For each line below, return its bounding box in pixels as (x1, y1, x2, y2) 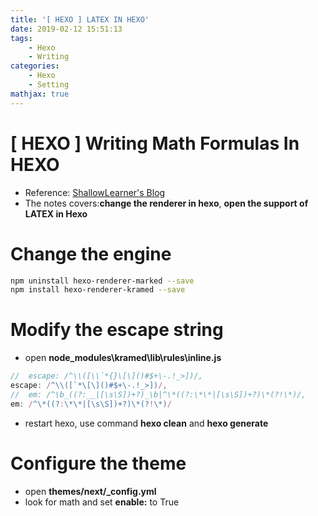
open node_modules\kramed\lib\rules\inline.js (24, 352, 222, 364)
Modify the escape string (10, 319, 224, 341)
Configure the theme (10, 452, 187, 475)
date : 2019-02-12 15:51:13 (10, 24, 123, 34)
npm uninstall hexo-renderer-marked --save (10, 276, 195, 286)
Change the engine (10, 242, 172, 265)
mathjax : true (10, 89, 70, 99)
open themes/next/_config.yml (24, 485, 157, 497)
